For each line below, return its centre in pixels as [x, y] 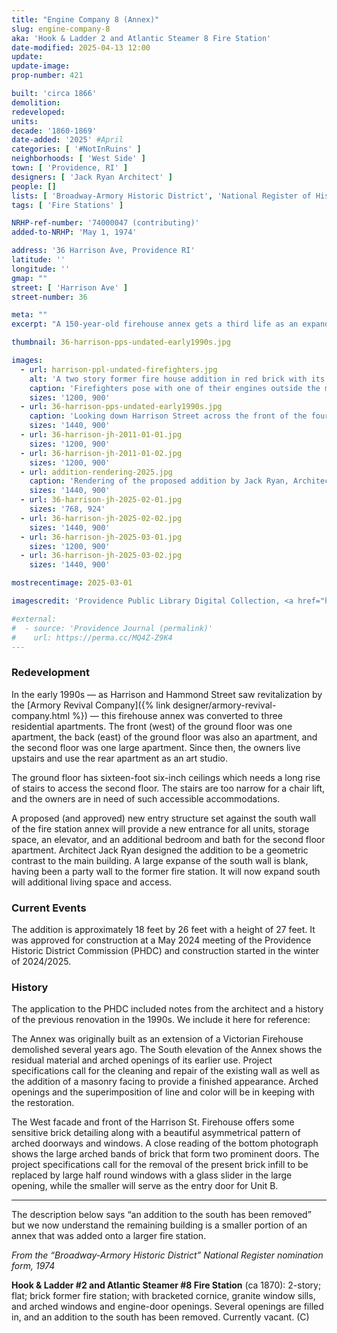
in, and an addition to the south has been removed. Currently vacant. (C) [160, 1317]
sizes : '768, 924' [67, 509]
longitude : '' [41, 269]
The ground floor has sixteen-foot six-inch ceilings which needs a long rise [166, 777]
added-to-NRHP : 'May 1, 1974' [74, 232]
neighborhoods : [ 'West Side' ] [78, 159]
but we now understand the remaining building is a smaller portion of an [159, 1225]
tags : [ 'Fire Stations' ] [67, 205]
